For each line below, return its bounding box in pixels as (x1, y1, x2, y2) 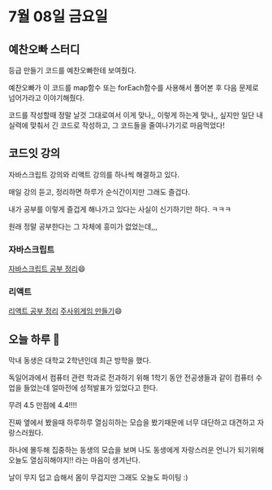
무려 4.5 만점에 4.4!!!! (8, 400, 77, 410)
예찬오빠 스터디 (8, 42, 80, 56)
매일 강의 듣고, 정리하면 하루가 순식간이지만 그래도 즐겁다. (8, 186, 191, 196)
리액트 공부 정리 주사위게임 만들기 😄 (8, 306, 123, 316)
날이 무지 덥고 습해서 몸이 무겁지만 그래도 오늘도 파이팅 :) (8, 473, 188, 483)
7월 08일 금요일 (8, 7, 108, 26)
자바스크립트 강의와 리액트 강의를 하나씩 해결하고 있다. (8, 169, 180, 179)
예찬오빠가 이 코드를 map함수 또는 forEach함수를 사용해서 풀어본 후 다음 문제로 (8, 83, 259, 92)
